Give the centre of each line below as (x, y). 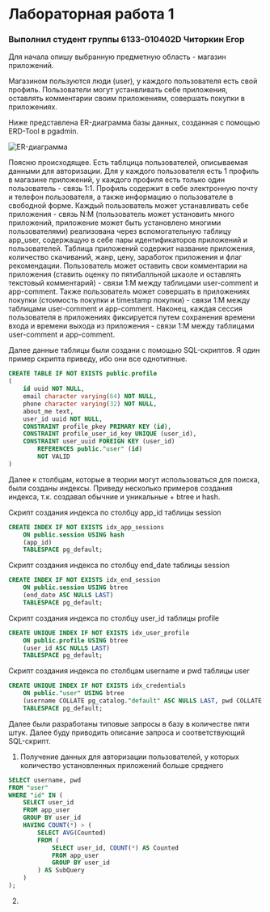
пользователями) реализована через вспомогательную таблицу (120, 231)
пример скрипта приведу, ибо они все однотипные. (98, 359)
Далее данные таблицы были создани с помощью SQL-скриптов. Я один (134, 350)
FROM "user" (28, 787)
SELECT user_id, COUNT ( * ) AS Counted (115, 848)
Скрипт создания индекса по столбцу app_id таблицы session (115, 512)
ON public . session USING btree (76, 587)
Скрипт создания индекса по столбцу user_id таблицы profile (114, 618)
